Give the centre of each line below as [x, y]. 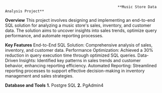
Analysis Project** [25, 11]
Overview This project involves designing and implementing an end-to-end [80, 20]
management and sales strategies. [39, 76]
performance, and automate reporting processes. [54, 36]
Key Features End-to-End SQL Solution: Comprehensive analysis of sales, [79, 45]
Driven [12, 60]
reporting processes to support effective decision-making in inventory [75, 71]
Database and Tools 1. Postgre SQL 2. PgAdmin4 [54, 85]
